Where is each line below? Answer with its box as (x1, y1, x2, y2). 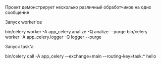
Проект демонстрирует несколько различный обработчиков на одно (5, 4, 152, 10)
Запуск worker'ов (5, 19, 42, 25)
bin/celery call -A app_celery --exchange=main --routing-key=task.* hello (5, 53, 157, 59)
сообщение (5, 9, 30, 15)
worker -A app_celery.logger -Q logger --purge (5, 34, 102, 40)
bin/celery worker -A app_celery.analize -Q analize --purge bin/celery (5, 29, 148, 34)
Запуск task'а (5, 44, 34, 49)
